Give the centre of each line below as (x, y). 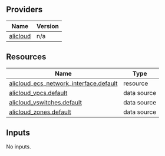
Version (47, 26)
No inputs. (19, 147)
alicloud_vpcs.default (38, 93)
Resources (26, 57)
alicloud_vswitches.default (46, 102)
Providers (24, 10)
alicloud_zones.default (40, 112)
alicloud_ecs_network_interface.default (63, 83)
